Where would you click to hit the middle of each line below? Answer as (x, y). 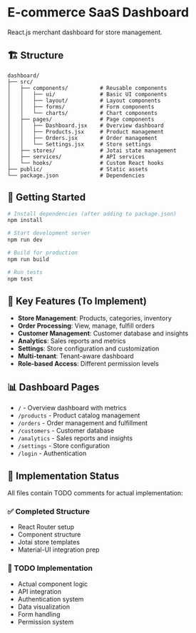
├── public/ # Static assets (78, 169)
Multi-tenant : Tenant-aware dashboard (76, 356)
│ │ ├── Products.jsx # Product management (86, 132)
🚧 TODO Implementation (50, 568)
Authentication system (51, 599)
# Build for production (43, 253)
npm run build (29, 259)
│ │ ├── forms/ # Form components (81, 107)
